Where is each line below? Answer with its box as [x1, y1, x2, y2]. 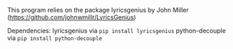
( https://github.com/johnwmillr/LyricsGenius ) [7, 13, 136, 21]
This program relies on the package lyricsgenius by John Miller [7, 6, 189, 14]
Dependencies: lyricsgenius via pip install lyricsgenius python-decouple [7, 27, 226, 35]
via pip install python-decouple [7, 34, 103, 42]
